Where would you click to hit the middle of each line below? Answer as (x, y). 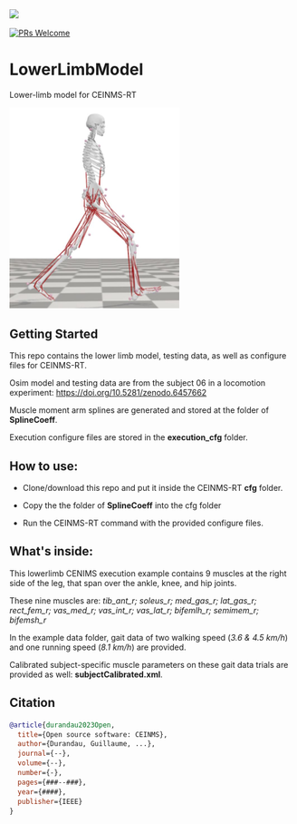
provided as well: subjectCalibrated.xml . (86, 674)
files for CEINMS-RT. (48, 366)
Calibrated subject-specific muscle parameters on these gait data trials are (149, 664)
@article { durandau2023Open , (62, 725)
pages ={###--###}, (53, 782)
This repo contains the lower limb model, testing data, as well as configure (148, 356)
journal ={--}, (44, 754)
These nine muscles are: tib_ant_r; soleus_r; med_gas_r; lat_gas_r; (133, 600)
